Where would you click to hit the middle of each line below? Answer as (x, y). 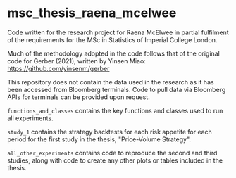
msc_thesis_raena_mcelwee (92, 13)
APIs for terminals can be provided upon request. (79, 97)
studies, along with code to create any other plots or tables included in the (115, 160)
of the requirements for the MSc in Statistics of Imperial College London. (112, 39)
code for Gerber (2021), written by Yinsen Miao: (76, 61)
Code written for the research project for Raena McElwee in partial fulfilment (118, 32)
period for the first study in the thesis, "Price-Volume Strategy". (99, 139)
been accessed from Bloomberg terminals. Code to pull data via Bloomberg (117, 89)
